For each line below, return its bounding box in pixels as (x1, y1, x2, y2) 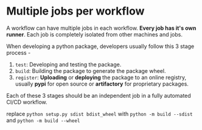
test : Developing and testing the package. (15, 61, 122, 68)
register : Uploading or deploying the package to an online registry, (15, 74, 187, 81)
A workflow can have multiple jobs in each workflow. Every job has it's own (6, 24, 197, 32)
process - (6, 49, 31, 56)
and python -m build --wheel (6, 117, 80, 124)
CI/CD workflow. (6, 98, 47, 106)
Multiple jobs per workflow (6, 4, 145, 18)
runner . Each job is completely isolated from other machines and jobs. (6, 30, 183, 38)
